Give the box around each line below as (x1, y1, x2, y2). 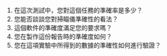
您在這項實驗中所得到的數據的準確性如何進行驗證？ (13, 41, 161, 49)
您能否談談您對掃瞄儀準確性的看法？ (13, 15, 119, 23)
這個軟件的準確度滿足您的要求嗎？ (13, 24, 112, 31)
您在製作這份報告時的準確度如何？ (13, 32, 112, 41)
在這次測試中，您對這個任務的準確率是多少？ (13, 6, 143, 14)
